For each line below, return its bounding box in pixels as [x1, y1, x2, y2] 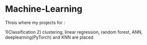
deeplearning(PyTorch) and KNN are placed [5, 34, 94, 40]
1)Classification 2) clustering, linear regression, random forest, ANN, [5, 29, 143, 35]
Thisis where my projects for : [5, 20, 65, 25]
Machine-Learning [5, 3, 82, 15]
